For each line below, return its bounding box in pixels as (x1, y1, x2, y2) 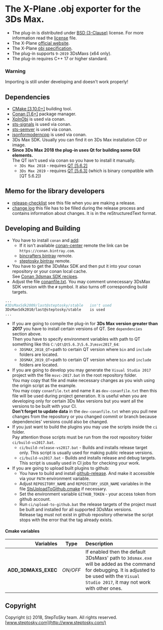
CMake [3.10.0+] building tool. (12, 106, 72, 112)
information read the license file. (12, 35, 77, 41)
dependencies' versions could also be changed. (12, 419, 108, 425)
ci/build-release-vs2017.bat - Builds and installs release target (19, 445, 147, 451)
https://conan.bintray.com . (19, 247, 75, 253)
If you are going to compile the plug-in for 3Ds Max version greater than (12, 321, 158, 327)
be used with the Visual (85, 573, 140, 579)
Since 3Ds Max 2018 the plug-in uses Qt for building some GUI (12, 147, 141, 153)
